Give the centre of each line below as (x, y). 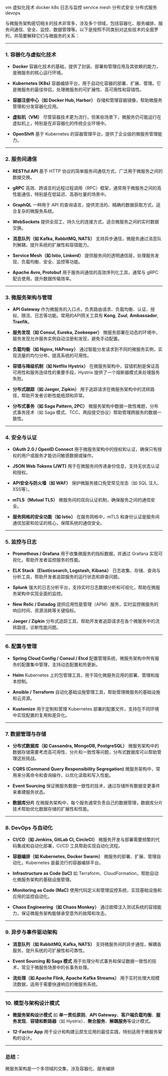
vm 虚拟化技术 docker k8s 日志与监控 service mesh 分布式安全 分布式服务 (81, 7)
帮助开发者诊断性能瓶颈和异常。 (54, 395)
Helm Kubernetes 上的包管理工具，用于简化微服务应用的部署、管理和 (83, 675)
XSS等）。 (22, 489)
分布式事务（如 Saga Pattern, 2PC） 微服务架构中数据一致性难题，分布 (85, 406)
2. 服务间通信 (21, 159)
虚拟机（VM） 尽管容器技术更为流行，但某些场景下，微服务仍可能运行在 (87, 117)
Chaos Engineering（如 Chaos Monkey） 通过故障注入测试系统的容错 (85, 907)
